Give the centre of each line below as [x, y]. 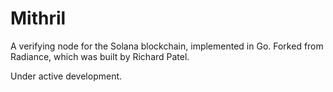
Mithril [38, 18]
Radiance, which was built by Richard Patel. [100, 56]
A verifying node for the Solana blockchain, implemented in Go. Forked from [167, 46]
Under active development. [66, 76]
